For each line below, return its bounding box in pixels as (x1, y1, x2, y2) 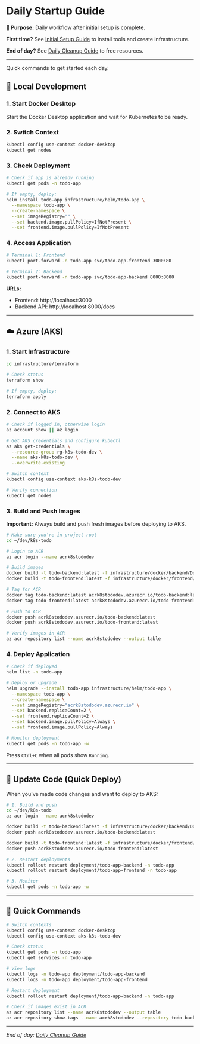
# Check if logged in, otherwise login (6, 421, 105, 427)
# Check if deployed (6, 663, 58, 670)
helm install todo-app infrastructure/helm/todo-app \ (6, 197, 145, 203)
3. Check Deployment (6, 161, 70, 170)
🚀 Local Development (6, 82, 87, 92)
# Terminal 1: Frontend (6, 252, 65, 258)
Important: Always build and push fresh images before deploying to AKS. (6, 520, 186, 527)
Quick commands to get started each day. (6, 64, 109, 71)
